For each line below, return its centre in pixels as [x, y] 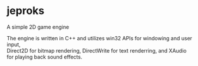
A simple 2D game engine [38, 27]
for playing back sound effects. [44, 57]
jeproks [26, 11]
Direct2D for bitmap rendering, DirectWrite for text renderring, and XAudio [97, 50]
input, [14, 44]
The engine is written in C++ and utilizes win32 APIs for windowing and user [100, 38]
